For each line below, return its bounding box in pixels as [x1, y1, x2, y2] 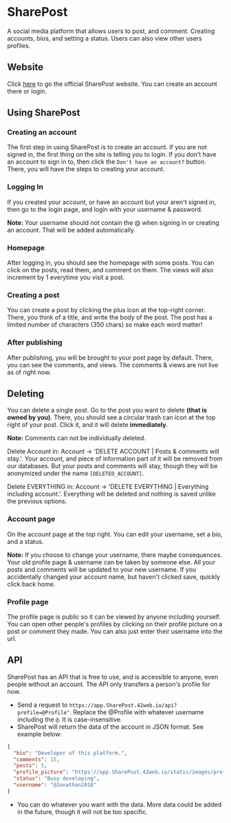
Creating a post [7, 290, 60, 300]
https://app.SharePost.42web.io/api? [69, 702, 177, 709]
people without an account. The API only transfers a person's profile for [7, 680, 210, 688]
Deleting [7, 388, 45, 399]
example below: [16, 729, 63, 738]
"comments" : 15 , [13, 756, 60, 763]
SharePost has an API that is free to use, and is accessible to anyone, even [7, 672, 219, 681]
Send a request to [16, 701, 68, 709]
